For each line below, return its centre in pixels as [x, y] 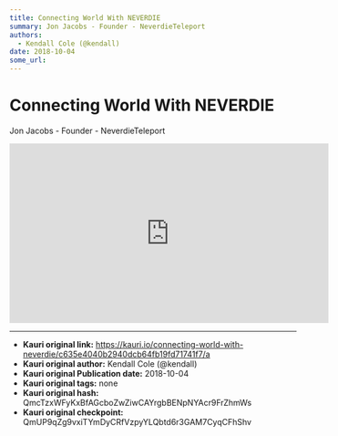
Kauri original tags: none [70, 383]
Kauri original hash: [61, 392]
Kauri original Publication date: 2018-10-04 [106, 373]
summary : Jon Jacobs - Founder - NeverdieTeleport [108, 26]
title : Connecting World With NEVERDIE [85, 18]
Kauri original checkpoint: [73, 412]
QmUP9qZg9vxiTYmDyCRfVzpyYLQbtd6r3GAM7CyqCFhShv [137, 421]
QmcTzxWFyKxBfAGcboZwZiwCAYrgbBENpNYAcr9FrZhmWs [137, 402]
